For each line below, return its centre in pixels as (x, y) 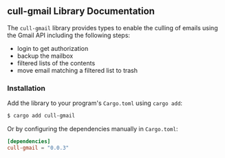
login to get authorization (53, 48)
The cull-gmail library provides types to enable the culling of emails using (112, 27)
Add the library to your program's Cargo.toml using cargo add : (95, 103)
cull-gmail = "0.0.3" (38, 148)
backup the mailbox (45, 56)
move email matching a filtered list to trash (77, 70)
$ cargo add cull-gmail (41, 116)
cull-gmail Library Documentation (81, 11)
